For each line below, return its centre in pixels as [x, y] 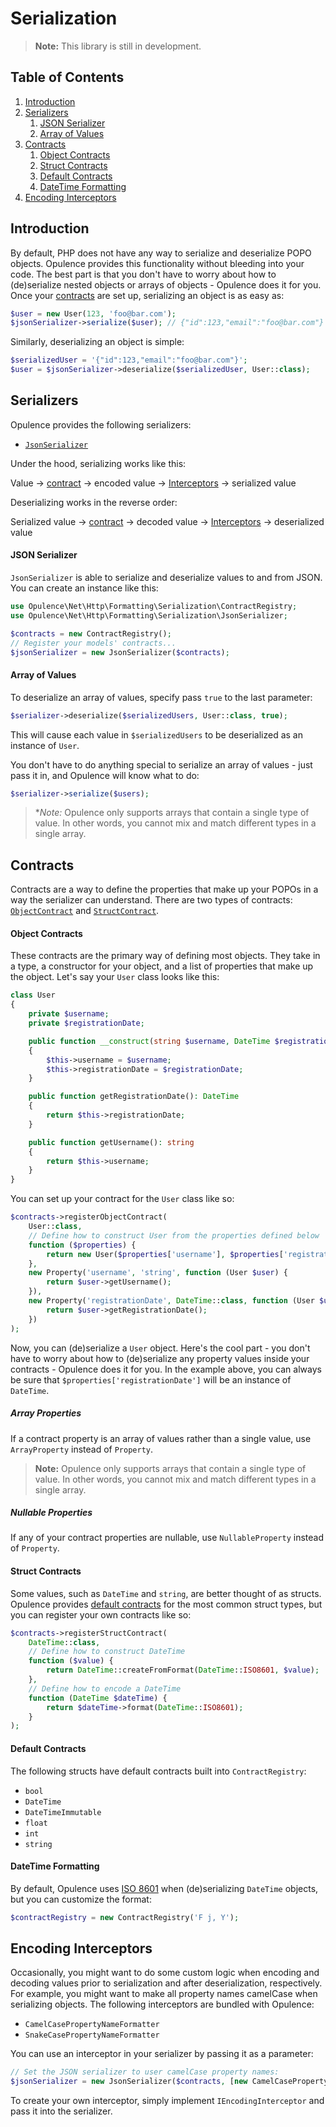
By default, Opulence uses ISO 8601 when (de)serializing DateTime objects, [164, 1888]
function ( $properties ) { [82, 1245]
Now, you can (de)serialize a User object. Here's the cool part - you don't [160, 1348]
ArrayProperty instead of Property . [82, 1449]
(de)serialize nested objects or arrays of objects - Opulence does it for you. [166, 284]
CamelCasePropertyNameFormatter [92, 2025]
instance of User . [45, 745]
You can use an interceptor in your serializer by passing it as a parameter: [162, 2054]
